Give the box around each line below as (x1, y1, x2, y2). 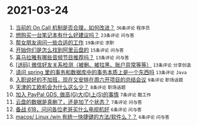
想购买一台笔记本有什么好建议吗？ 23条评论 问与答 (15, 31, 135, 39)
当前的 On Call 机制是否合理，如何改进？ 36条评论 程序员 (15, 24, 150, 31)
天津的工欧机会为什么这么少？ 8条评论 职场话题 (15, 83, 126, 90)
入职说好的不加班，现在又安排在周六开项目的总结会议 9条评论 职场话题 (15, 75, 184, 83)
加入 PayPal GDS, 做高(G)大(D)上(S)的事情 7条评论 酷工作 (15, 90, 152, 98)
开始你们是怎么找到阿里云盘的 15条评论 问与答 (15, 46, 124, 53)
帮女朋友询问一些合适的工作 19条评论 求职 (15, 39, 115, 46)
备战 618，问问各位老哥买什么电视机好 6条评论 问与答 (15, 105, 142, 113)
